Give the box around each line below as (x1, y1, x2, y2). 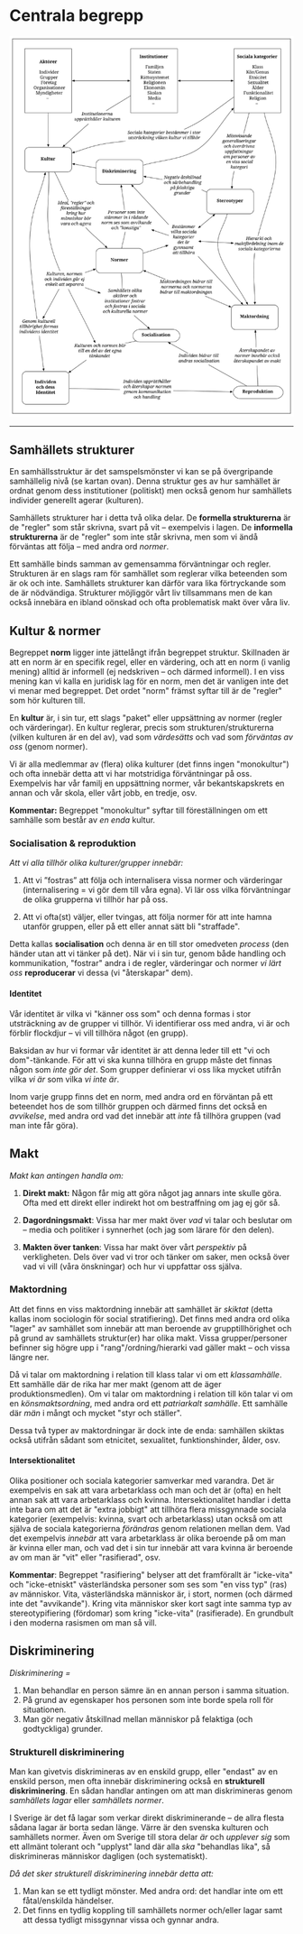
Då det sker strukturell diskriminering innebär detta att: (9, 1868, 214, 1879)
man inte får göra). (9, 1119, 78, 1130)
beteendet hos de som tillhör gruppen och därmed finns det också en (9, 1101, 268, 1111)
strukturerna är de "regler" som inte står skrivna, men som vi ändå (9, 531, 259, 542)
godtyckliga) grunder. (22, 1723, 104, 1734)
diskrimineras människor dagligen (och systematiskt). (9, 1851, 208, 1862)
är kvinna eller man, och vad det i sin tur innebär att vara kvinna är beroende (9, 1543, 293, 1552)
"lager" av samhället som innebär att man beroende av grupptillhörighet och (9, 1322, 292, 1333)
